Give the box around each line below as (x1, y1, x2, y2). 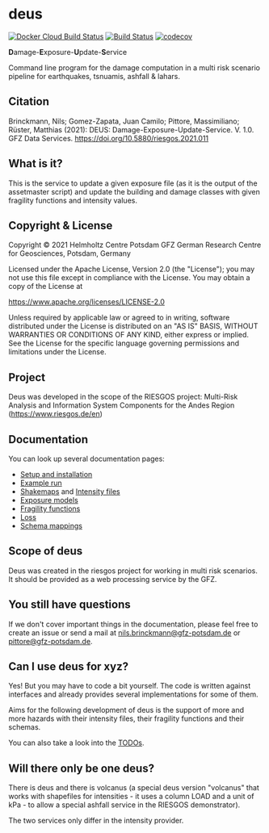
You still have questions (8, 598, 131, 612)
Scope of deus (8, 544, 83, 558)
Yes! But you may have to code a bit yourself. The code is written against (8, 681, 251, 691)
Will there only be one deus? (8, 761, 155, 775)
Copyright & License (8, 219, 113, 232)
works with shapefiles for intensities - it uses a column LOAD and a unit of (8, 792, 254, 802)
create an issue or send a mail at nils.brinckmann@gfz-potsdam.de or (8, 627, 241, 638)
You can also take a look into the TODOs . (8, 738, 145, 747)
